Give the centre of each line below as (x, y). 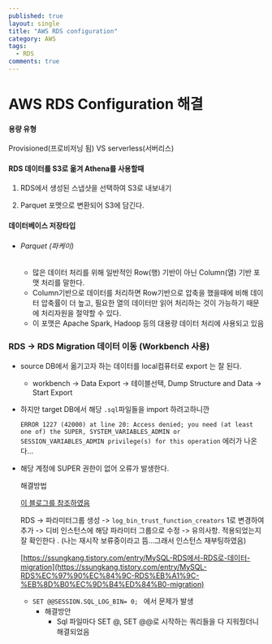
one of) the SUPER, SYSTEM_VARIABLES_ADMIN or (100, 432)
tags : (17, 46)
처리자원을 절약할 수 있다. (81, 313)
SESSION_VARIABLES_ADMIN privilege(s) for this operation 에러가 (131, 440)
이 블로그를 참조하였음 (55, 502)
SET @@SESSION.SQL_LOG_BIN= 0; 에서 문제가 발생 (113, 601)
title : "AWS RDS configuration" (63, 31)
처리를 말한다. (63, 283)
